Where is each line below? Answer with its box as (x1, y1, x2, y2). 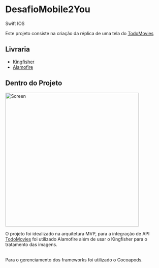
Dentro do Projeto (5, 79, 62, 88)
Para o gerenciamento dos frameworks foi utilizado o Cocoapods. (5, 256, 143, 263)
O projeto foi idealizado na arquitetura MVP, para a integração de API (5, 230, 150, 236)
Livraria (5, 45, 30, 54)
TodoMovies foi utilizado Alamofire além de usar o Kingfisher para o (5, 236, 148, 242)
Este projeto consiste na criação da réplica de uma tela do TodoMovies (5, 30, 154, 36)
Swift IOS (5, 20, 25, 26)
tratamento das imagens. (5, 241, 57, 248)
